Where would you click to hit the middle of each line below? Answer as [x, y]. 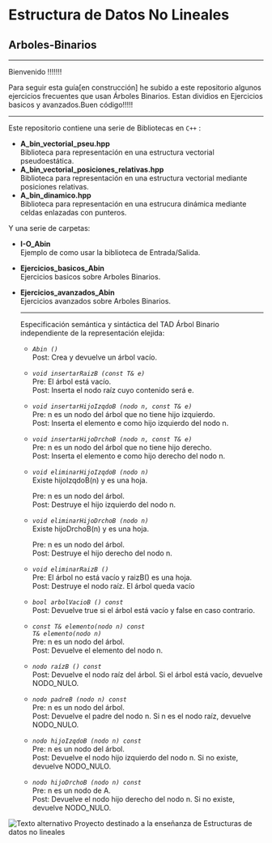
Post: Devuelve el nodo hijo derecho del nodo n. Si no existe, [133, 799]
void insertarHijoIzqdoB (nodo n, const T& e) [112, 407]
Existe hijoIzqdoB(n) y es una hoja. [90, 480]
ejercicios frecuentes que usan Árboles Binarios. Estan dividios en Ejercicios [136, 96]
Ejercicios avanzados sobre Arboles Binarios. [96, 301]
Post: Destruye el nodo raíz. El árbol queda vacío [113, 586]
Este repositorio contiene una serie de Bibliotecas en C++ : [104, 128]
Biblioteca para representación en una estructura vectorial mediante [134, 178]
